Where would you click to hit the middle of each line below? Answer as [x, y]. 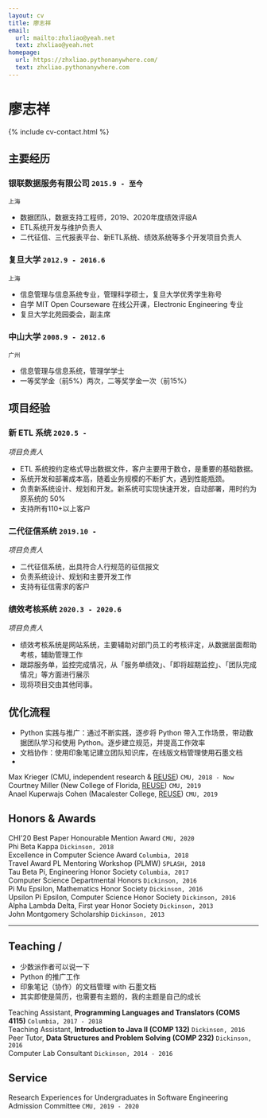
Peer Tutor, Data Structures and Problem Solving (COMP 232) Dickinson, [130, 1038]
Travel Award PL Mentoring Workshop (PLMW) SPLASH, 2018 [107, 863]
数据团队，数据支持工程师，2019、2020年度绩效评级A [108, 217]
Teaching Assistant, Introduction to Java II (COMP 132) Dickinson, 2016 [127, 1029]
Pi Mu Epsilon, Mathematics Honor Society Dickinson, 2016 [106, 888]
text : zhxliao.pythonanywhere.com [72, 68]
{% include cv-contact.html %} [59, 131]
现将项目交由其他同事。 [58, 685]
